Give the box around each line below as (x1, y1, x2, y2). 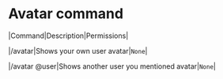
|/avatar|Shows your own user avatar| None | (8, 46, 148, 55)
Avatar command (8, 5, 124, 23)
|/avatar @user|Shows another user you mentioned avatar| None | (8, 61, 216, 71)
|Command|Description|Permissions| (8, 31, 129, 40)
